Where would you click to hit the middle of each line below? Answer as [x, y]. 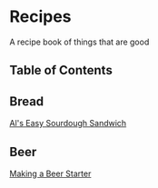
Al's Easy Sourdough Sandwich [68, 124]
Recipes [40, 17]
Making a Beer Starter [50, 173]
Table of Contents [61, 70]
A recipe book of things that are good [79, 42]
